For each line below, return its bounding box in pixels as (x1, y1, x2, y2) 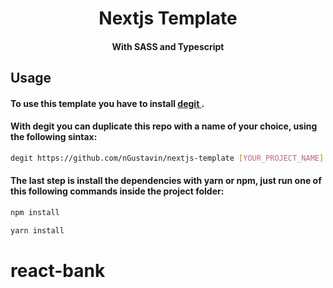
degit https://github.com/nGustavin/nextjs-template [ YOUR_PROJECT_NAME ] (10, 153, 325, 163)
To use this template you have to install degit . (10, 97, 205, 109)
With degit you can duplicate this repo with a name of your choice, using (10, 120, 318, 132)
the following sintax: (10, 131, 98, 143)
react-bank (10, 259, 106, 282)
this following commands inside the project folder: (10, 185, 225, 197)
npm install (10, 208, 60, 218)
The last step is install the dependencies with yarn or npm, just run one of (10, 175, 322, 187)
